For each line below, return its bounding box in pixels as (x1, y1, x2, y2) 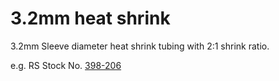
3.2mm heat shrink (10, 7, 171, 30)
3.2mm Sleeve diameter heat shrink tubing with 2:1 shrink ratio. (10, 40, 270, 52)
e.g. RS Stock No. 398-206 (10, 59, 122, 71)
